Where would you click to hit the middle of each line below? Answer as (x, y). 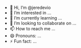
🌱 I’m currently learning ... (36, 18)
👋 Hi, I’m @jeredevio (30, 8)
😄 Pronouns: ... (26, 36)
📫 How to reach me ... (32, 29)
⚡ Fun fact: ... (23, 41)
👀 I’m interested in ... (30, 13)
